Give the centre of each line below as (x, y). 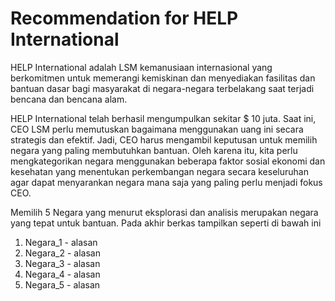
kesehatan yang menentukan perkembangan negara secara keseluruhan (159, 171)
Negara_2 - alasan (62, 253)
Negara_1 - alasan (61, 242)
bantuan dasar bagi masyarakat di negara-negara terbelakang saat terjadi (162, 88)
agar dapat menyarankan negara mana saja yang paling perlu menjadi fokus (166, 182)
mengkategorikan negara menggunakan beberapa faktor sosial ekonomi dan (168, 161)
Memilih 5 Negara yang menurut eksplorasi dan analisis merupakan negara (164, 212)
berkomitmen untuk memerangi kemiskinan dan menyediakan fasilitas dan (163, 78)
